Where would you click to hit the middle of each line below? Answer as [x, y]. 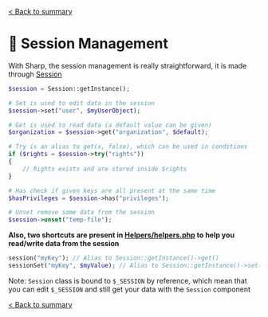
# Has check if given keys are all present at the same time [112, 190]
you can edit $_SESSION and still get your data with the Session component [130, 289]
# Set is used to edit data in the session [82, 103]
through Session [35, 74]
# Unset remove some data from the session [82, 213]
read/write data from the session [64, 244]
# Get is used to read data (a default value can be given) [110, 125]
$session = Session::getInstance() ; [69, 88]
